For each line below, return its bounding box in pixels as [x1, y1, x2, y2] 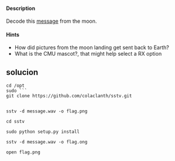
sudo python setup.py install [6, 129, 80, 135]
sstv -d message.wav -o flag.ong [6, 139, 88, 145]
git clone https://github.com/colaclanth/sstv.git [6, 93, 132, 99]
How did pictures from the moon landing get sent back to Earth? [14, 44, 170, 51]
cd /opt [6, 83, 25, 89]
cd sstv [6, 119, 25, 125]
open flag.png [6, 149, 41, 155]
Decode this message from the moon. [6, 18, 97, 25]
